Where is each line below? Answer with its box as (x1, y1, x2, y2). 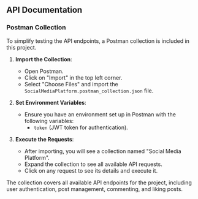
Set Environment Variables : (15, 99, 87, 106)
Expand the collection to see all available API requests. (24, 160, 162, 168)
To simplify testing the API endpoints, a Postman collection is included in (6, 37, 190, 45)
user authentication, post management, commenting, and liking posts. (6, 185, 183, 192)
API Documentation (6, 5, 83, 15)
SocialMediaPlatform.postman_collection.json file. (24, 87, 154, 94)
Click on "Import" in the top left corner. (24, 73, 123, 81)
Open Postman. (24, 67, 64, 75)
